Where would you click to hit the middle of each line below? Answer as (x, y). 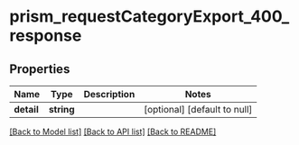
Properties (40, 69)
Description (109, 94)
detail (26, 109)
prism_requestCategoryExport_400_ (149, 17)
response (46, 36)
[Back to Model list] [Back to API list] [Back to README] (113, 131)
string (61, 109)
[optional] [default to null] (198, 109)
